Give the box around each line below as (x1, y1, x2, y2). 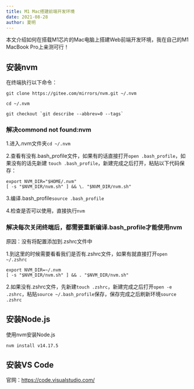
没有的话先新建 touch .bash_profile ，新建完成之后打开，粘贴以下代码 (10, 160, 179, 167)
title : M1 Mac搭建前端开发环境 (6, 8, 75, 15)
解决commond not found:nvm (6, 126, 91, 134)
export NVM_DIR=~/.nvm (6, 267, 61, 273)
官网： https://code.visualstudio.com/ (6, 377, 95, 384)
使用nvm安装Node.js (6, 331, 55, 338)
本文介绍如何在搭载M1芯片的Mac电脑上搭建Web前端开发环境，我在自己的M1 (6, 36, 189, 43)
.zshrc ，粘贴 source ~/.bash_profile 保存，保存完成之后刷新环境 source (6, 290, 177, 297)
